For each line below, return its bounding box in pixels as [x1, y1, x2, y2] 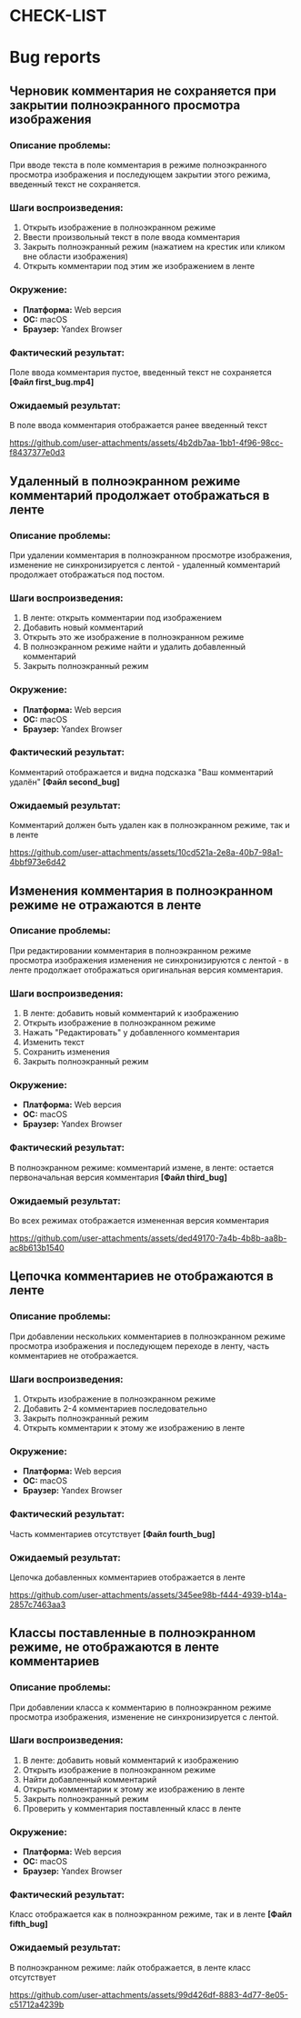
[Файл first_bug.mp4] [9, 376, 95, 387]
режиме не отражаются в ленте [9, 897, 202, 913]
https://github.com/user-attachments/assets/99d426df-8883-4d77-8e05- [9, 1989, 289, 2000]
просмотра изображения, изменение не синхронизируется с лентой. [9, 1711, 279, 1723]
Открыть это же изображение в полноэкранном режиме [22, 632, 245, 643]
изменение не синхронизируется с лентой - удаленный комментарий [9, 559, 281, 570]
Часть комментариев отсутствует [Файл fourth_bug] [9, 1528, 216, 1539]
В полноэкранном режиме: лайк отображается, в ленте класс [9, 1962, 252, 1973]
